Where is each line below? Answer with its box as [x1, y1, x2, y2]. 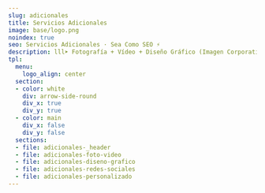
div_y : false [22, 128, 65, 136]
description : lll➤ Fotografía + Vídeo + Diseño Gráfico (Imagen [8, 48, 224, 56]
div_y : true [22, 107, 62, 115]
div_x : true [22, 99, 62, 107]
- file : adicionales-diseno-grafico [15, 158, 136, 166]
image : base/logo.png [8, 26, 80, 34]
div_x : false [22, 121, 65, 129]
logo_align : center [22, 70, 87, 78]
